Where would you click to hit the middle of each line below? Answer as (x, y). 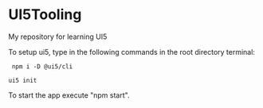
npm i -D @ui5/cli (42, 66)
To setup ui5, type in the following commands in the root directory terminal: (131, 52)
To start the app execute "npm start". (69, 95)
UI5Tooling (45, 15)
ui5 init (23, 80)
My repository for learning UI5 (58, 37)
